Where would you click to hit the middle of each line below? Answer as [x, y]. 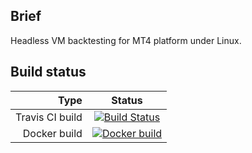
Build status [48, 72]
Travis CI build [49, 117]
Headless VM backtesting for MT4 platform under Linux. [126, 40]
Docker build [52, 133]
